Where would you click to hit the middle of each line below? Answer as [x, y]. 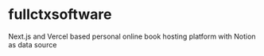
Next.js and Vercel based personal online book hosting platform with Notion [132, 36]
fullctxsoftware [60, 15]
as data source [33, 44]
